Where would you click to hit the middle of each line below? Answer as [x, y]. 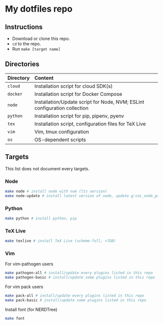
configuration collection [61, 108]
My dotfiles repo [39, 9]
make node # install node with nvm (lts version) [56, 191]
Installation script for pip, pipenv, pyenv [79, 116]
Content [44, 78]
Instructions [24, 27]
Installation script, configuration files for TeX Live [90, 124]
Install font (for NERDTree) [31, 309]
